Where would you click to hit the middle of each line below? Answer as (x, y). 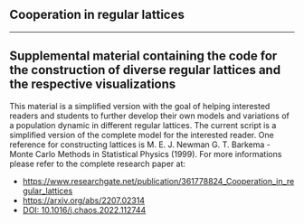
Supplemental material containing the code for (143, 56)
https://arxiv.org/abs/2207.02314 (84, 200)
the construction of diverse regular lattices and (145, 70)
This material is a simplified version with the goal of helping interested (140, 106)
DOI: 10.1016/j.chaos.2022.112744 (84, 210)
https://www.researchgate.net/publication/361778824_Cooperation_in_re (158, 181)
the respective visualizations (93, 84)
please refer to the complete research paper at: (98, 163)
